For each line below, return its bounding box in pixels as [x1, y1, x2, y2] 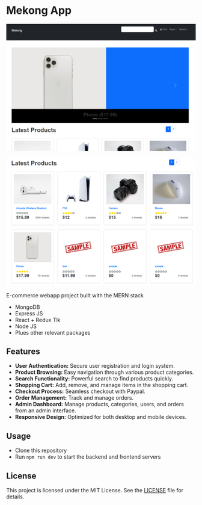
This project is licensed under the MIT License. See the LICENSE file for [6, 487, 184, 494]
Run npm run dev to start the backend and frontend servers [14, 453, 161, 460]
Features [6, 347, 40, 357]
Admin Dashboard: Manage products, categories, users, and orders [14, 401, 185, 408]
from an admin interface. [14, 407, 76, 414]
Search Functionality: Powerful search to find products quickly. [14, 375, 173, 382]
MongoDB [14, 303, 40, 311]
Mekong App [6, 4, 72, 17]
